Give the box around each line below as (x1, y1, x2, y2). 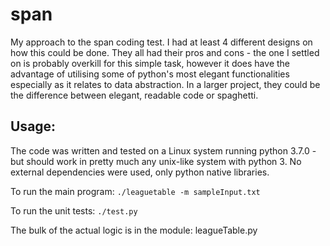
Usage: (10, 118, 57, 135)
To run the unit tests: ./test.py (10, 204, 138, 217)
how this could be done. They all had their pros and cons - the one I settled (10, 46, 320, 58)
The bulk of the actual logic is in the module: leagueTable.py (10, 224, 258, 236)
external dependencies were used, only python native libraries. (10, 166, 270, 178)
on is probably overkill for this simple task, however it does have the (10, 57, 290, 69)
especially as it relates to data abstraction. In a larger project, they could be (10, 78, 321, 90)
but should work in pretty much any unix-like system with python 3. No (10, 155, 302, 167)
